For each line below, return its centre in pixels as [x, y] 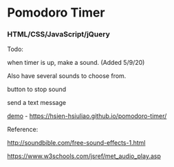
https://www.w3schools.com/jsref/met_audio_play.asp [84, 156]
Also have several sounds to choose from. [67, 76]
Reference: [23, 130]
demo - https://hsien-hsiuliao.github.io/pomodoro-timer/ [87, 116]
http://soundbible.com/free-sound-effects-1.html [76, 143]
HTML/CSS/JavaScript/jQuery [58, 35]
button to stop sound [37, 89]
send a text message [37, 103]
